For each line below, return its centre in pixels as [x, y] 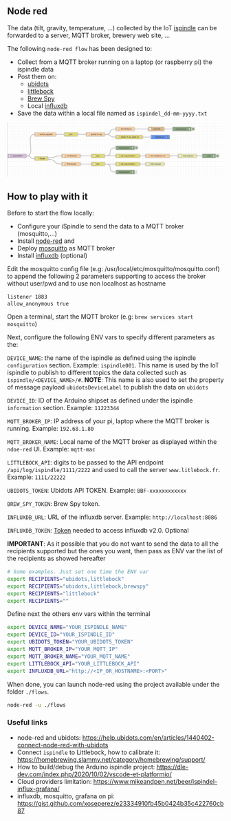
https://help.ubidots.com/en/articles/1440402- [148, 737]
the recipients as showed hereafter [56, 558]
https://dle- [173, 767]
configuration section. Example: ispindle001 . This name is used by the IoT [113, 365]
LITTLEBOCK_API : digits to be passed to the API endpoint [85, 462]
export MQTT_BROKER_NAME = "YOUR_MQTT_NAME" [69, 657]
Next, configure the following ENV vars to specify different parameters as [111, 337]
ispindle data [35, 69]
